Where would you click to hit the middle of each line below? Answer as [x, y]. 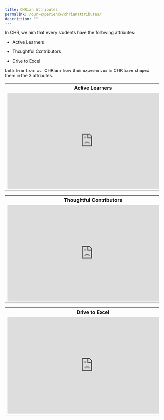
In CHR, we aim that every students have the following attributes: [70, 33]
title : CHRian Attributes [31, 10]
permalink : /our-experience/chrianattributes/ [53, 14]
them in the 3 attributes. [29, 76]
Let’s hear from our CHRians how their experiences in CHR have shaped [77, 70]
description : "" [21, 19]
